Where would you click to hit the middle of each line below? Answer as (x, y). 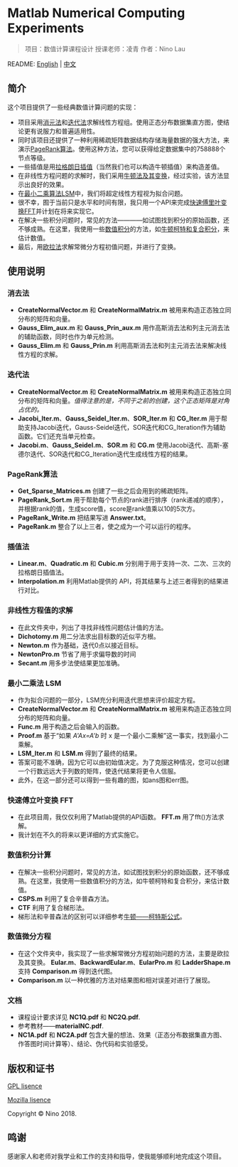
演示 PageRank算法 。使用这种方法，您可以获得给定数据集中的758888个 (121, 149)
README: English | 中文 (42, 64)
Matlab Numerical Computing (96, 13)
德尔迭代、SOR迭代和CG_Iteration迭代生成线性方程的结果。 (104, 454)
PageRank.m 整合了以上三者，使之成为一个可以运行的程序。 (106, 527)
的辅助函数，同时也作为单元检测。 (67, 337)
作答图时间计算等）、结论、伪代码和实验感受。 (85, 1044)
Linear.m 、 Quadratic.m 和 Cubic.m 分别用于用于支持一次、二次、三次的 (124, 564)
